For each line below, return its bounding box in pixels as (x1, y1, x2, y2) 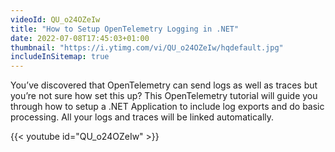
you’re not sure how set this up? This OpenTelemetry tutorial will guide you (10, 90, 318, 102)
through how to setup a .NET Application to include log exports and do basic (10, 101, 325, 113)
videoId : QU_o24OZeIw (10, 14, 101, 25)
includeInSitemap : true (10, 52, 110, 62)
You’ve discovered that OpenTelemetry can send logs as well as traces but (10, 79, 318, 91)
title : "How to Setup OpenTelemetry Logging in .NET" (10, 24, 240, 34)
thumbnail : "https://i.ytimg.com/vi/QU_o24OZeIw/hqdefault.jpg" (10, 42, 284, 53)
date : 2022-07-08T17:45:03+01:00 (10, 33, 150, 43)
